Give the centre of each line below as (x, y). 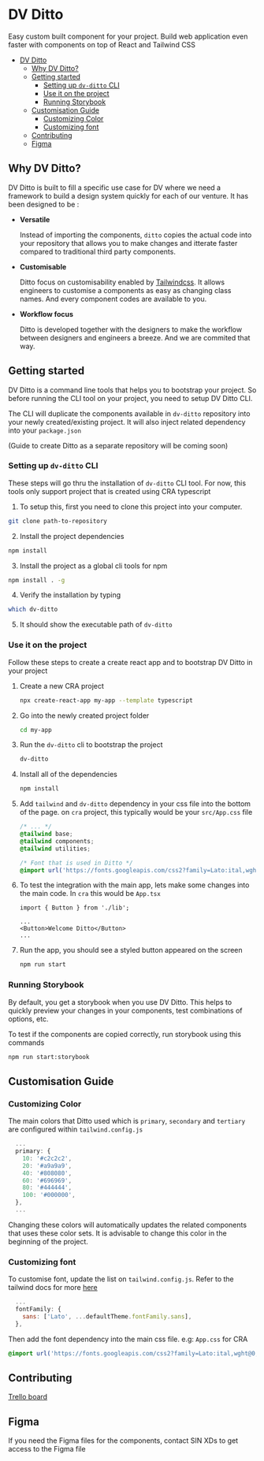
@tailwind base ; (46, 834)
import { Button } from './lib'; (74, 908)
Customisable (43, 266)
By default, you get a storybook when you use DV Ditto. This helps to (120, 1002)
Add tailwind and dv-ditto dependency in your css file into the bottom (135, 804)
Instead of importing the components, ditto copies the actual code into (136, 235)
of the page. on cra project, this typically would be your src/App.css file (136, 812)
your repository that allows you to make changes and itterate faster (128, 243)
